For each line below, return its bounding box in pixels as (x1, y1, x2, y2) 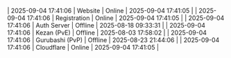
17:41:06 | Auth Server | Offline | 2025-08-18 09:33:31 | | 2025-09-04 (7, 21, 206, 29)
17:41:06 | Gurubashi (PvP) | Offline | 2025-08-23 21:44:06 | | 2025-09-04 (7, 36, 220, 44)
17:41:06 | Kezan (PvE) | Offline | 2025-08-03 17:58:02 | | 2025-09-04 (7, 28, 207, 37)
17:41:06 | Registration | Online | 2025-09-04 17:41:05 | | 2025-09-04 (26, 14, 225, 22)
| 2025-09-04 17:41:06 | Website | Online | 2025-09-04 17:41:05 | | (7, 7, 198, 14)
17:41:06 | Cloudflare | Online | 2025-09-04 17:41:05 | (7, 43, 160, 51)
